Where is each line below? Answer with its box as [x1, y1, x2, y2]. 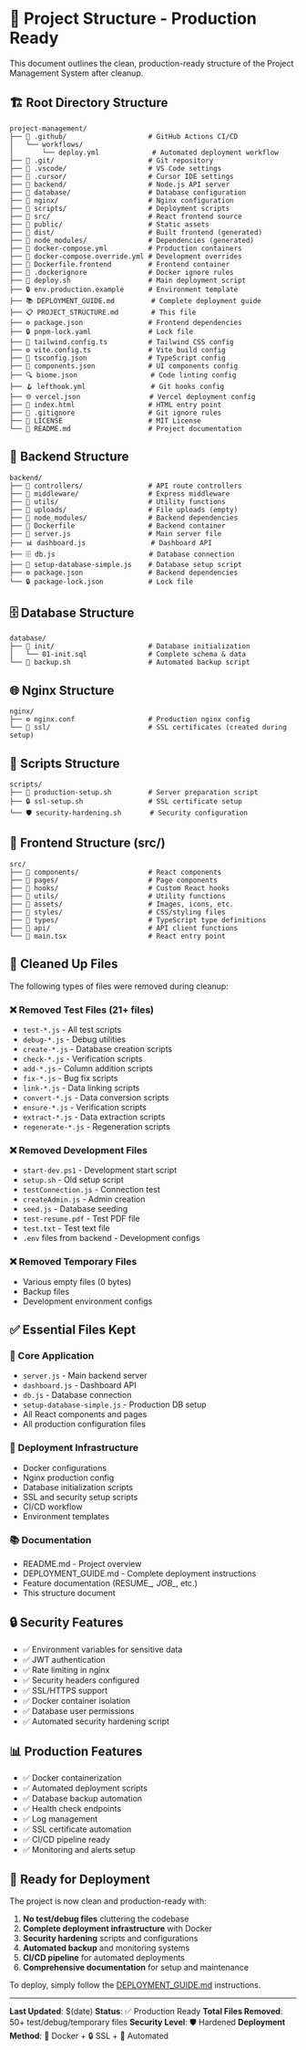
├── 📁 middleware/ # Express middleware [9, 489, 230, 499]
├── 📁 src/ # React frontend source [9, 212, 243, 221]
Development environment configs [22, 1296, 153, 1307]
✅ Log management [22, 1813, 98, 1824]
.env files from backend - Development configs [22, 1233, 200, 1244]
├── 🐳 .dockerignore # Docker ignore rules [9, 268, 234, 277]
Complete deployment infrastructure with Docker [22, 1923, 212, 1934]
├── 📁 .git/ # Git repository [9, 155, 214, 165]
